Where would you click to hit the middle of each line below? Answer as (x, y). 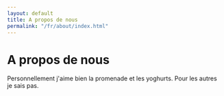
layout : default (30, 13)
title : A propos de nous (42, 20)
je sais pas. (23, 86)
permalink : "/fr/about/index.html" (58, 26)
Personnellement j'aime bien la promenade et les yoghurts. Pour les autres (112, 78)
